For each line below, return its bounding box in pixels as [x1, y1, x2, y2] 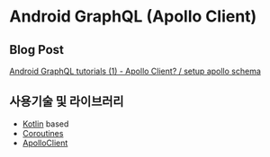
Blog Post [9, 42, 65, 57]
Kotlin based [22, 118, 69, 129]
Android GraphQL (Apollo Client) [9, 6, 257, 27]
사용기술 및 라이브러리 [9, 94, 124, 109]
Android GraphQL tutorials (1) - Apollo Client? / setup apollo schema [9, 65, 261, 76]
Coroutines [22, 127, 64, 138]
